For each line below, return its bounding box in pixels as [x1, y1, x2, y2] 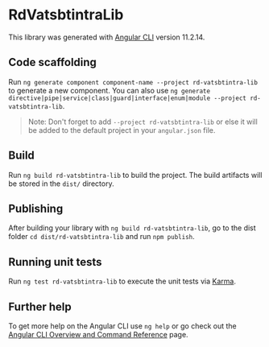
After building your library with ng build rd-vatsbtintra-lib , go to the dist [8, 223, 256, 233]
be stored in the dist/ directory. [8, 179, 114, 188]
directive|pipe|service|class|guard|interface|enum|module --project [8, 94, 247, 102]
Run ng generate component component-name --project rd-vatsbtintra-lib [8, 76, 258, 86]
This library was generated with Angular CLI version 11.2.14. [8, 32, 205, 42]
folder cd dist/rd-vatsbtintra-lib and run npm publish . [8, 232, 195, 242]
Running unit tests [8, 255, 102, 269]
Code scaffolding [8, 56, 97, 69]
